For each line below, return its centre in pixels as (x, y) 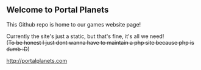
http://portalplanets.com (37, 60)
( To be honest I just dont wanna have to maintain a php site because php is (100, 42)
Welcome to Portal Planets (58, 10)
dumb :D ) (18, 49)
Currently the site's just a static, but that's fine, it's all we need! (85, 36)
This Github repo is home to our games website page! (74, 24)
